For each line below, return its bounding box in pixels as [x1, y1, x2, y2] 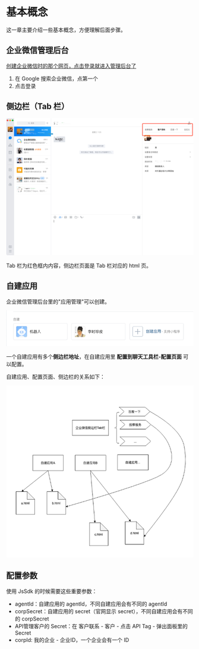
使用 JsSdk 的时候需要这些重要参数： [6, 587, 97, 595]
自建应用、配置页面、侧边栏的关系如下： [6, 373, 105, 381]
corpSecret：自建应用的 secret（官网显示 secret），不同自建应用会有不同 [14, 607, 193, 614]
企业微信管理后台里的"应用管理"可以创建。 [6, 298, 110, 305]
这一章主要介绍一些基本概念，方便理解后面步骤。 [6, 26, 126, 33]
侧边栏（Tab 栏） [6, 102, 70, 112]
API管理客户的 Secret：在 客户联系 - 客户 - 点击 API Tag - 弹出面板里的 [14, 622, 188, 629]
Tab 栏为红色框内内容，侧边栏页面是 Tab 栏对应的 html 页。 [6, 262, 152, 269]
